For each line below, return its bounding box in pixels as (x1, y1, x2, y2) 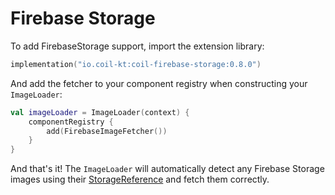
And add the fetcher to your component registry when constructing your (10, 77, 308, 89)
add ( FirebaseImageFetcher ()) (46, 126, 168, 136)
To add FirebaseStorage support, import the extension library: (10, 40, 265, 52)
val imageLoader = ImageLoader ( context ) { (10, 107, 190, 117)
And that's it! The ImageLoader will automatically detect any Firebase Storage (10, 163, 325, 175)
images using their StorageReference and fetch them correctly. (10, 173, 270, 186)
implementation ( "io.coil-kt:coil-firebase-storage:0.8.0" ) (10, 59, 262, 69)
